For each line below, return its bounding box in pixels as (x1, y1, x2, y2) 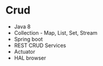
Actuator (14, 48, 36, 55)
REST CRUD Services (14, 42, 67, 49)
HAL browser (14, 54, 46, 61)
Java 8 (14, 23, 31, 30)
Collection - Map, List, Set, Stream (14, 29, 98, 36)
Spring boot (14, 35, 43, 42)
